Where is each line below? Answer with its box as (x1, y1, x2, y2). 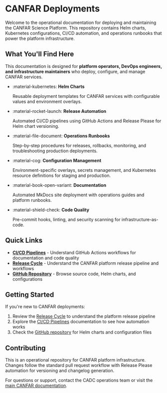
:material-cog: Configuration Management (12, 157, 102, 163)
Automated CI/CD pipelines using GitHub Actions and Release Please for (12, 118, 162, 124)
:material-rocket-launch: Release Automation (12, 108, 106, 114)
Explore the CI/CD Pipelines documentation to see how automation (12, 319, 150, 325)
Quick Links (5, 236, 43, 245)
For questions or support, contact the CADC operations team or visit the (5, 378, 153, 384)
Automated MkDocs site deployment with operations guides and (12, 192, 145, 198)
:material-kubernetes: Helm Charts (12, 83, 85, 89)
